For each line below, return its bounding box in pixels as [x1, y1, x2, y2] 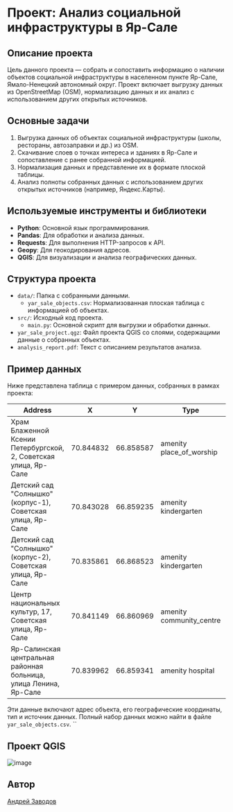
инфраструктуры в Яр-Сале [7, 19, 178, 35]
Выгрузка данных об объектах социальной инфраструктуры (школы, [17, 133, 222, 141]
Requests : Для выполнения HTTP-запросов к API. [17, 238, 165, 247]
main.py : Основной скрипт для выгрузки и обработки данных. [27, 321, 211, 329]
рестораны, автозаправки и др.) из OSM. [17, 141, 139, 149]
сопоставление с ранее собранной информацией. [17, 155, 166, 164]
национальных [10, 598, 60, 608]
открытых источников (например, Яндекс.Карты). [17, 185, 165, 193]
